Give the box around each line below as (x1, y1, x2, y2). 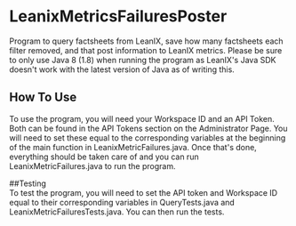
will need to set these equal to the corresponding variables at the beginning (9, 132, 286, 143)
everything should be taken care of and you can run (9, 151, 199, 162)
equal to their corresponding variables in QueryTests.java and (9, 197, 236, 207)
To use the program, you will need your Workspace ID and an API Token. (9, 113, 276, 124)
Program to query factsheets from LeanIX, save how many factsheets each (9, 36, 284, 46)
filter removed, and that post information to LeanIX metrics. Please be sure (9, 44, 283, 55)
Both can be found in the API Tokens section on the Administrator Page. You (9, 123, 288, 133)
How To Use (9, 90, 77, 105)
